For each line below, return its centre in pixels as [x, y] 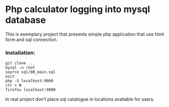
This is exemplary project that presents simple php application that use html [85, 34]
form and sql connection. [32, 40]
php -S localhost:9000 [29, 81]
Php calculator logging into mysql [78, 9]
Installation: [20, 53]
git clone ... [20, 63]
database [26, 20]
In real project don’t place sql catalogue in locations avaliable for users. [80, 99]
